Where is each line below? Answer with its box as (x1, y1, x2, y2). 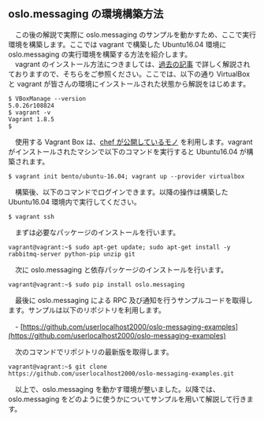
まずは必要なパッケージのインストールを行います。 (14, 227, 180, 237)
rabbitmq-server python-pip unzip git (8, 250, 136, 258)
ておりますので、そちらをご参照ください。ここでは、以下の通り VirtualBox (8, 69, 251, 79)
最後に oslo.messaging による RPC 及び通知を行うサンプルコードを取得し (14, 295, 254, 305)
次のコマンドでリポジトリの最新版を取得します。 (14, 347, 173, 356)
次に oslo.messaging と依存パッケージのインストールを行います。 (14, 264, 229, 274)
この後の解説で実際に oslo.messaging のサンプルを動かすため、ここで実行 (14, 30, 256, 39)
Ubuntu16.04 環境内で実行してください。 (8, 197, 141, 206)
